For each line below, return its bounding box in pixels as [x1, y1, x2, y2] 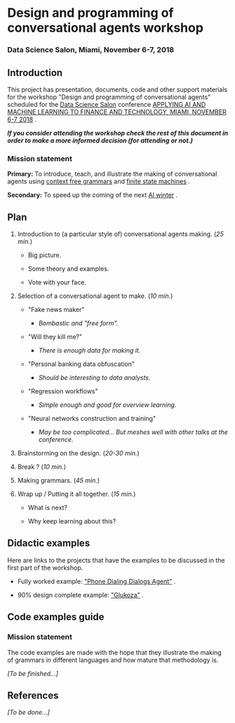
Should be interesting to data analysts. [38, 374, 151, 382]
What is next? [27, 504, 68, 512]
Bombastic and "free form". [38, 319, 119, 327]
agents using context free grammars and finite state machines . [7, 177, 191, 185]
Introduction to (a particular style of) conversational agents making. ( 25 [17, 230, 224, 238]
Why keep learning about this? [27, 517, 116, 526]
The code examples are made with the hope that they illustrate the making [7, 648, 222, 656]
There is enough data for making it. [38, 346, 141, 355]
